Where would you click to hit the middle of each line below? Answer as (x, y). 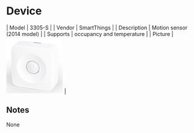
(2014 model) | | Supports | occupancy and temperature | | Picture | (90, 34)
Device (24, 11)
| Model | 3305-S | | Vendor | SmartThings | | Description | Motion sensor (97, 28)
